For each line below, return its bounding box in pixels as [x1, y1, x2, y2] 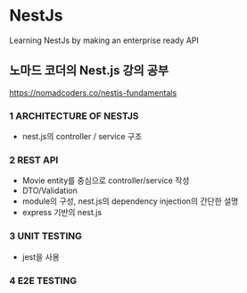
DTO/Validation [21, 185, 78, 197]
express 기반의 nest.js [21, 207, 103, 218]
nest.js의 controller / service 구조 [21, 131, 143, 142]
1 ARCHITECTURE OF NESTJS [9, 109, 139, 121]
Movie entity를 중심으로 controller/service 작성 [21, 175, 190, 186]
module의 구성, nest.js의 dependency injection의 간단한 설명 [21, 196, 239, 206]
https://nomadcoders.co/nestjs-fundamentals [9, 87, 177, 98]
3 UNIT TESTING [9, 230, 82, 242]
